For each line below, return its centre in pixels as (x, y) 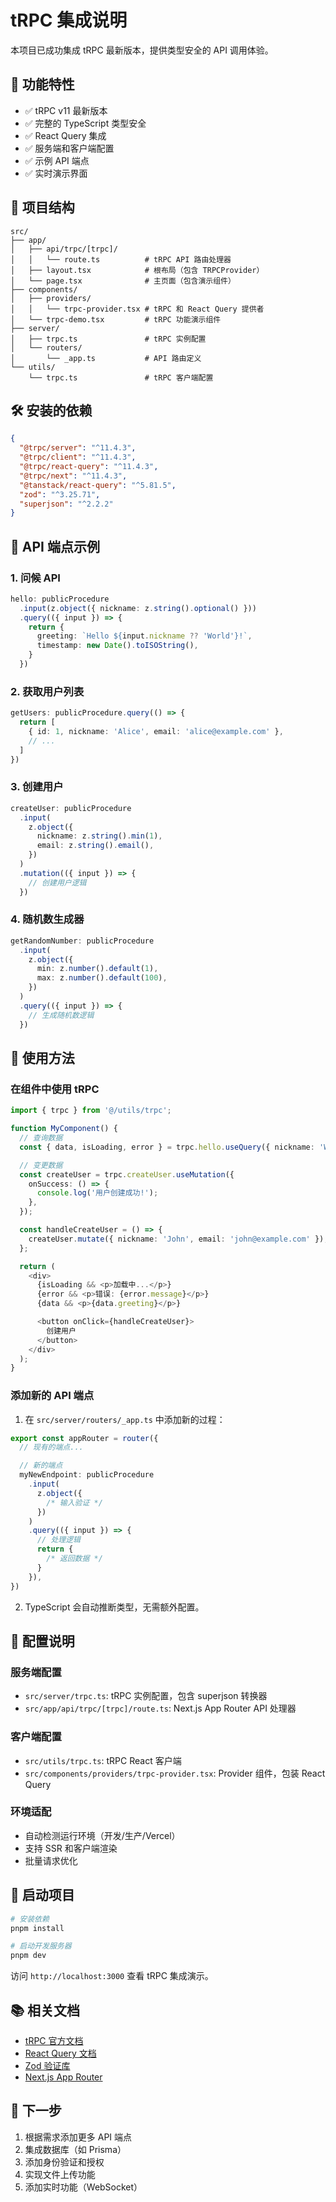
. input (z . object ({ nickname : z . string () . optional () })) (138, 608)
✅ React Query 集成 (65, 135)
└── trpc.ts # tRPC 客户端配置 (121, 377)
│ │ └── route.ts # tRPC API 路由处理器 (121, 259)
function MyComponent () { (64, 1129)
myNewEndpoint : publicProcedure (87, 1475)
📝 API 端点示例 (55, 546)
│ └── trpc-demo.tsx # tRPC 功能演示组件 (116, 319)
